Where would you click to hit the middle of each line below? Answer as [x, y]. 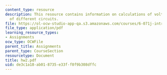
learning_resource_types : [32, 33]
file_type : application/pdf [34, 28]
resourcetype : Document [30, 56]
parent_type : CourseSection [34, 51]
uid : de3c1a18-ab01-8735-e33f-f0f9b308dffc [51, 65]
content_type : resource [30, 10]
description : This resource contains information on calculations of [79, 14]
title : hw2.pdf [21, 60]
